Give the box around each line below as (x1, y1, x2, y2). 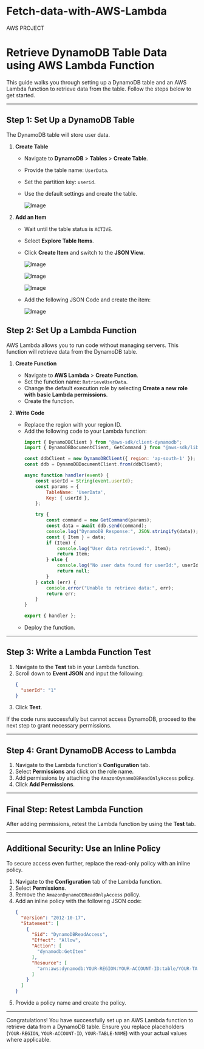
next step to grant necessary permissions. (6, 722, 112, 729)
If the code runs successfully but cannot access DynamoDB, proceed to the (6, 715, 196, 723)
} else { (46, 557, 69, 563)
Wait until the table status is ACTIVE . (24, 225, 113, 232)
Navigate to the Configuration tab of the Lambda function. (15, 878, 162, 885)
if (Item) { (46, 540, 76, 546)
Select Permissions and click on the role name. (15, 768, 134, 776)
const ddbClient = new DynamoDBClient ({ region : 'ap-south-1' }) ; (24, 456, 196, 462)
